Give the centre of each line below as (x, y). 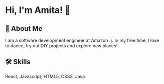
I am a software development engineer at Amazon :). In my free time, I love (82, 40)
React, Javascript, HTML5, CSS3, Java (45, 76)
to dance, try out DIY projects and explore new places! (61, 46)
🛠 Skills (18, 62)
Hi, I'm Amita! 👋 (38, 10)
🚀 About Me (24, 29)
